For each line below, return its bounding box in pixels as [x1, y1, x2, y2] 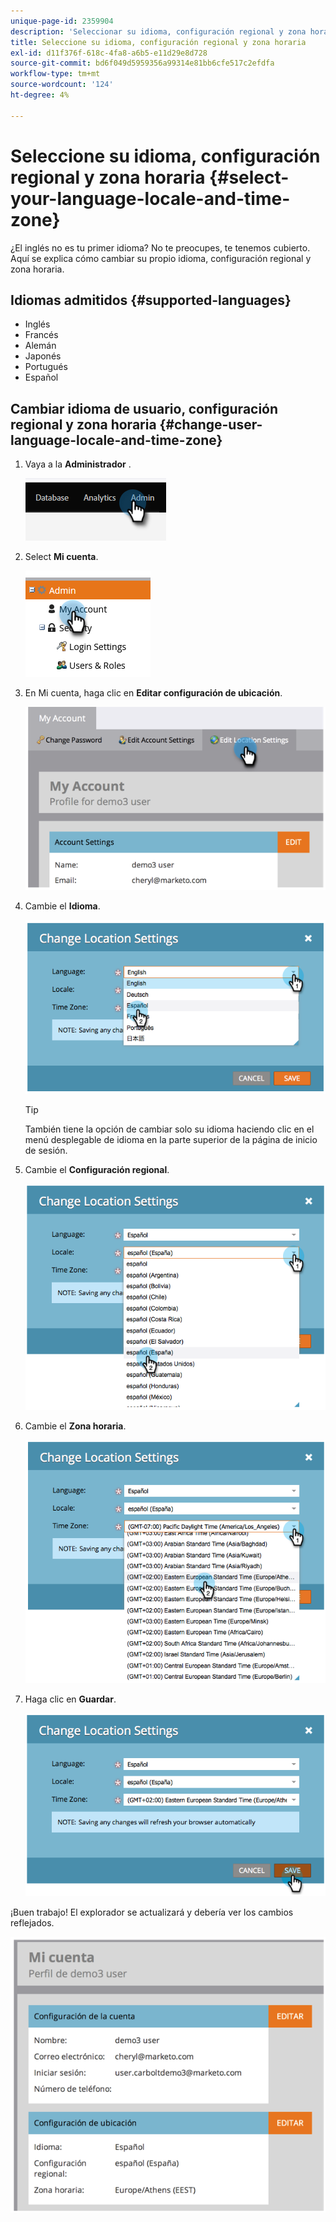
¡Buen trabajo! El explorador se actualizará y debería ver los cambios [10, 1906, 294, 1919]
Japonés [24, 350, 62, 362]
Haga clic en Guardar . [24, 1693, 117, 1705]
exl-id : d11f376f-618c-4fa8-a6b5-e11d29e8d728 [10, 48, 208, 58]
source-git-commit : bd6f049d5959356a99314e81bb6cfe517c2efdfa [10, 58, 275, 69]
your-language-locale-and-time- [10, 187, 291, 210]
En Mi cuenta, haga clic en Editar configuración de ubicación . [24, 687, 283, 699]
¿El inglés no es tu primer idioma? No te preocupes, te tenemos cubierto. [10, 241, 311, 254]
